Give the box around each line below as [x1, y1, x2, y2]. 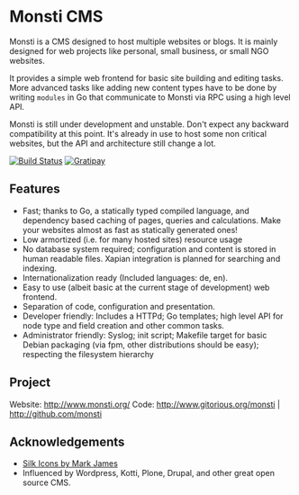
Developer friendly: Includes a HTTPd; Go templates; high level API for [22, 310, 284, 321]
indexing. [22, 263, 57, 274]
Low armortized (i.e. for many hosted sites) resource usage [22, 234, 243, 245]
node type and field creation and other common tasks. [22, 319, 225, 330]
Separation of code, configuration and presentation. [22, 301, 216, 311]
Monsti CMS [9, 6, 104, 27]
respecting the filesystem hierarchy [22, 348, 155, 359]
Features [9, 182, 60, 197]
